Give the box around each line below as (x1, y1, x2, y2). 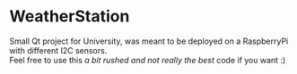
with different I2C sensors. (9, 45, 108, 55)
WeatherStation (9, 6, 130, 27)
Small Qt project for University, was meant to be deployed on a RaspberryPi (9, 36, 289, 46)
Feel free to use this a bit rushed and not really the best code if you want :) (9, 54, 286, 65)
